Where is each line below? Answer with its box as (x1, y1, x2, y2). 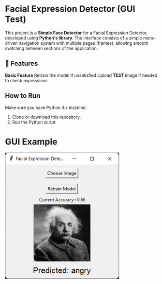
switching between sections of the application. (5, 45, 98, 51)
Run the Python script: (12, 119, 57, 125)
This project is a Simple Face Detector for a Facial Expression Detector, (5, 30, 148, 35)
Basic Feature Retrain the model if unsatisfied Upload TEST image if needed (5, 72, 158, 78)
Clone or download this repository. (12, 114, 81, 120)
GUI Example (5, 136, 58, 147)
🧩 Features (5, 59, 38, 68)
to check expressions (5, 77, 48, 83)
